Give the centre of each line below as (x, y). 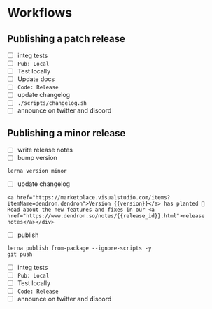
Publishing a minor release (66, 133)
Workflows (40, 13)
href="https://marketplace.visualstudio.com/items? (93, 197)
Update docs (36, 79)
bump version (37, 158)
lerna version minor (37, 171)
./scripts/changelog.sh (52, 103)
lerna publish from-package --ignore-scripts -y (79, 248)
